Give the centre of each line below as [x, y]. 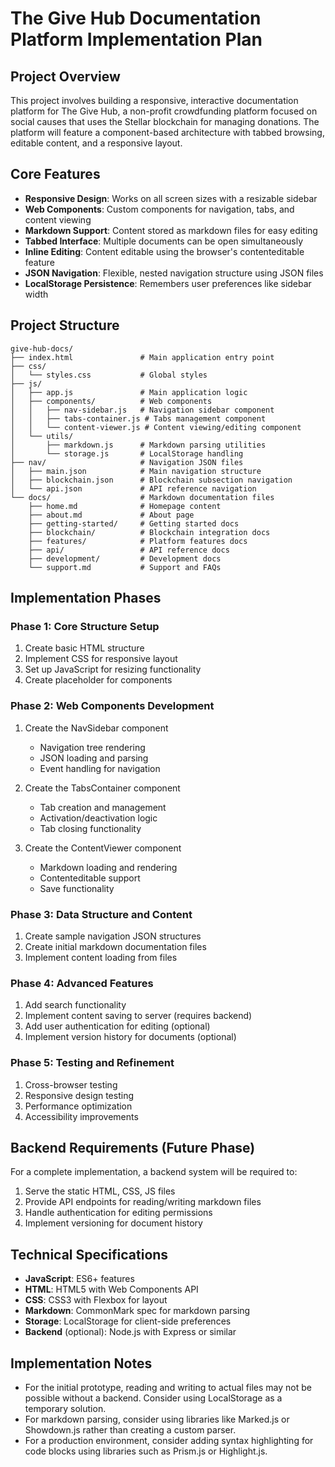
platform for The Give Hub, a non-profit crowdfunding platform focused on [164, 111]
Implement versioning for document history [113, 1223]
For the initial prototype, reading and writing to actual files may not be [168, 1387]
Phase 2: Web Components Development [112, 706]
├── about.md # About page [111, 515]
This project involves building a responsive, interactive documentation [154, 100]
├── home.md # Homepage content [125, 506]
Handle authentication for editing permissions [118, 1213]
